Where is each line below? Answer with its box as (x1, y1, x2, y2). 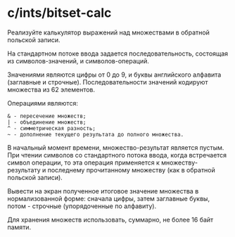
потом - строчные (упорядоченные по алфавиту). (7, 202, 157, 210)
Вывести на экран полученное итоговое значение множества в (7, 186, 199, 195)
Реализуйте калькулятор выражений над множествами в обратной (7, 28, 210, 37)
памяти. (7, 223, 32, 231)
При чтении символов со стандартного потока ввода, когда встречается (7, 150, 227, 159)
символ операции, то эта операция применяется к (7, 158, 160, 167)
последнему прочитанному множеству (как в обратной (47, 165, 216, 174)
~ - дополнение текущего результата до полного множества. (7, 131, 184, 138)
